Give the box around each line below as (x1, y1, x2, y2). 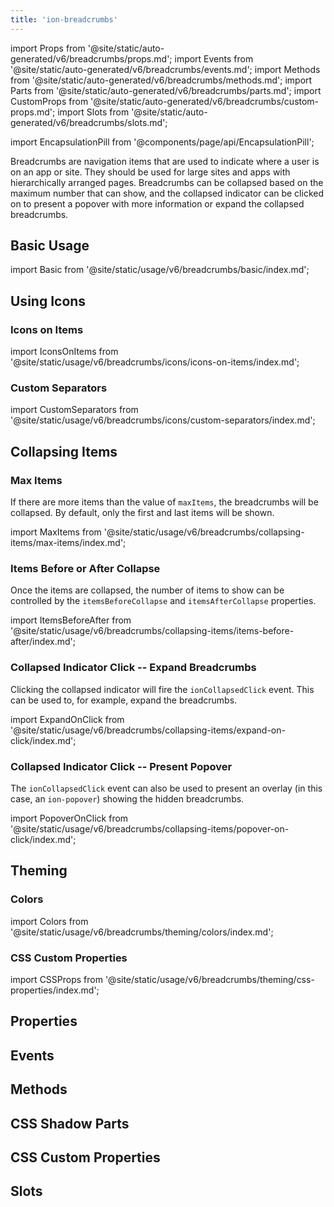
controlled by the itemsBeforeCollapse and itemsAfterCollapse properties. (10, 595, 317, 607)
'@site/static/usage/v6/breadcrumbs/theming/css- (104, 973, 315, 985)
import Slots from (57, 106, 130, 118)
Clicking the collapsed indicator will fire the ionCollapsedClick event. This (10, 683, 315, 695)
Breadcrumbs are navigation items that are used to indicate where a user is (10, 155, 320, 167)
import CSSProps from (10, 973, 103, 985)
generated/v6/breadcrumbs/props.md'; (10, 52, 173, 65)
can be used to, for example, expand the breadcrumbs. (10, 694, 238, 706)
